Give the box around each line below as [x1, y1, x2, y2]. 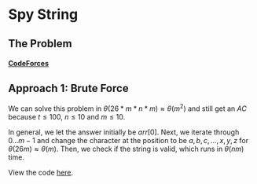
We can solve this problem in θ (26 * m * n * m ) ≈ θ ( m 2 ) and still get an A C [8, 102, 248, 113]
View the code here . [8, 167, 74, 177]
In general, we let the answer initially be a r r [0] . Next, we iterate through [8, 127, 240, 137]
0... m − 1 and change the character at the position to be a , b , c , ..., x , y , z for [8, 135, 249, 145]
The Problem [8, 37, 72, 50]
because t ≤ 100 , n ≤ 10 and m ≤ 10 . [8, 112, 126, 121]
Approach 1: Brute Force [8, 81, 129, 95]
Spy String [8, 6, 79, 24]
